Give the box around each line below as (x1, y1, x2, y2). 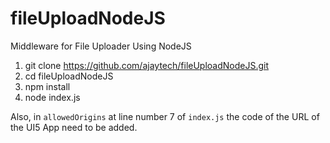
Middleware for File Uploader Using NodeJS (10, 40, 192, 52)
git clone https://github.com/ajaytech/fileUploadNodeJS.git (24, 59, 270, 71)
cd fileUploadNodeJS (24, 70, 114, 82)
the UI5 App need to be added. (10, 121, 138, 133)
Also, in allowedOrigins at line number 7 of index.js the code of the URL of (10, 110, 320, 122)
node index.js (24, 91, 81, 103)
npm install (24, 80, 71, 92)
